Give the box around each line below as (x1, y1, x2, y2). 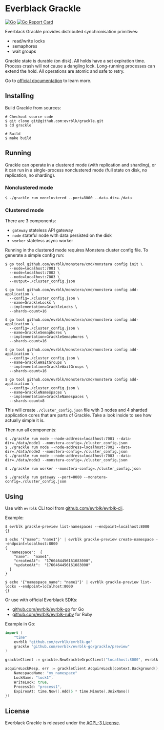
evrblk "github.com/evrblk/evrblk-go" (14, 639, 93, 645)
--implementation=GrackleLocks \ (9, 305, 78, 310)
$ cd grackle (5, 123, 32, 127)
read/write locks (12, 38, 45, 44)
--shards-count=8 (9, 398, 45, 403)
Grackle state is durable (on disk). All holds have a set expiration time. (5, 58, 145, 63)
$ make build (5, 135, 32, 141)
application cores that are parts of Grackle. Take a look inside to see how (5, 412, 152, 418)
